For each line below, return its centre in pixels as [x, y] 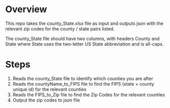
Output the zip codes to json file [46, 100]
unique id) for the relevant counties [49, 89]
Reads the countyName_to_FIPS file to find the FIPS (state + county [83, 84]
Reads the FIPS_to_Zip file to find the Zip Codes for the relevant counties [89, 94]
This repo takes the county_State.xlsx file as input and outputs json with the [84, 23]
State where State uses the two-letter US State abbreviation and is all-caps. [84, 44]
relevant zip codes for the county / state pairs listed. [60, 28]
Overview [26, 9]
